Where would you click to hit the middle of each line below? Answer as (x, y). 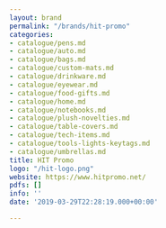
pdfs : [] (26, 186)
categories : (31, 34)
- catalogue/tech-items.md (60, 135)
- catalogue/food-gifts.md (60, 93)
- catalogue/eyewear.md (54, 85)
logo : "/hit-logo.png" (52, 169)
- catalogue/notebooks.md (57, 110)
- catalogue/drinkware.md (57, 77)
